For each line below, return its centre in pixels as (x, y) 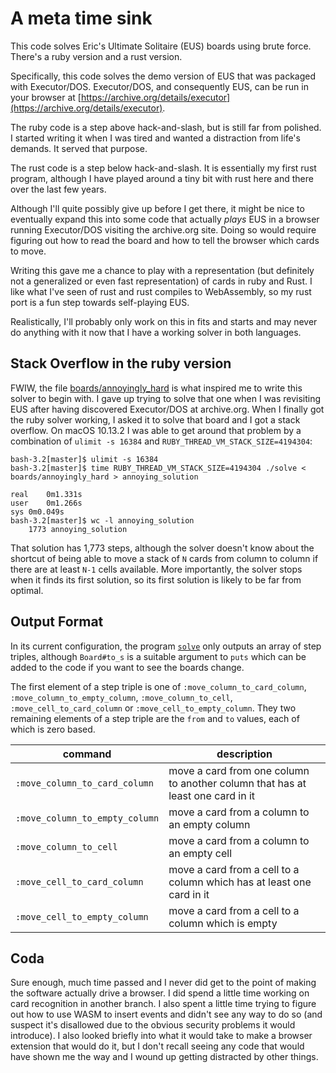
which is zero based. (53, 729)
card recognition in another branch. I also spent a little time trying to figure (163, 1004)
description (244, 754)
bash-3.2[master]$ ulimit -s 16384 (84, 459)
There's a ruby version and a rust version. (96, 56)
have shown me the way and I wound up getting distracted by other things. (164, 1057)
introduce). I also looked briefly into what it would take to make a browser (161, 1036)
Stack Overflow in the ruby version (121, 363)
